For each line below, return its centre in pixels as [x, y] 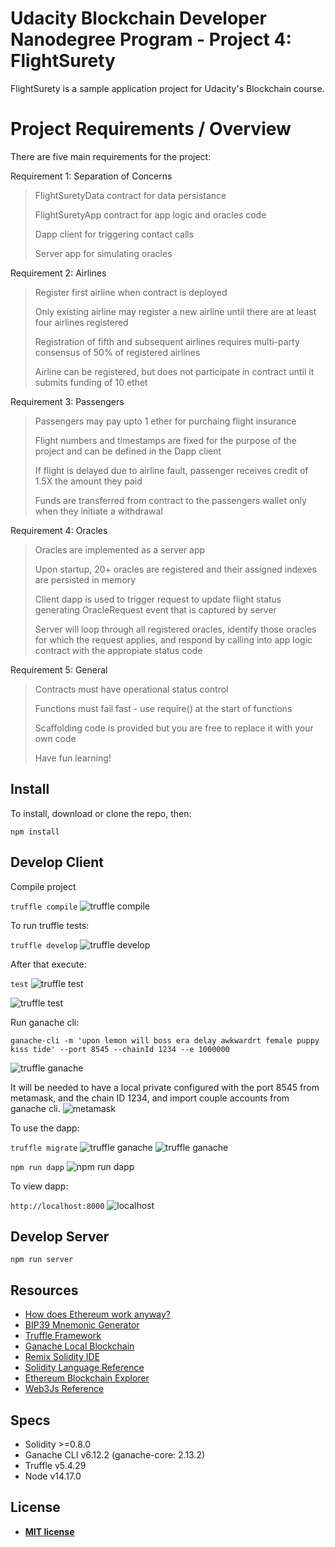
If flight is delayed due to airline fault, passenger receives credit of [171, 470]
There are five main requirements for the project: [111, 156]
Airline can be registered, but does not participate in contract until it [174, 371]
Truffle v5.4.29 [55, 1465]
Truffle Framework [63, 1336]
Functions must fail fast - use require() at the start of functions [163, 708]
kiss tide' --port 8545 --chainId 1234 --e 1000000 [120, 1049]
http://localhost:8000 [57, 1206]
